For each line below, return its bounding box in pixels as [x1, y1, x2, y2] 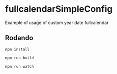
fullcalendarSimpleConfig [5, 3, 113, 15]
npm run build [5, 55, 34, 60]
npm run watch [5, 64, 34, 69]
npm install [5, 47, 29, 52]
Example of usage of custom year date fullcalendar [5, 20, 109, 25]
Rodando [5, 34, 33, 42]
